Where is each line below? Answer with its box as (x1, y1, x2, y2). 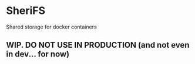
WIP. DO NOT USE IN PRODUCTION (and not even (6, 40, 190, 50)
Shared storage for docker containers (6, 23, 97, 30)
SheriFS (6, 4, 46, 17)
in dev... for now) (6, 49, 69, 59)
